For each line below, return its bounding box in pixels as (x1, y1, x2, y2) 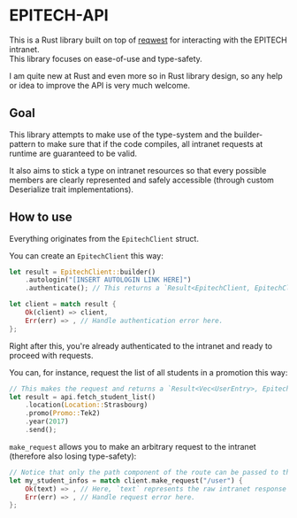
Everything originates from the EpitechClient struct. (9, 233, 199, 244)
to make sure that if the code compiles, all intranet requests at (37, 138, 263, 149)
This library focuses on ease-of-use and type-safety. (9, 53, 203, 64)
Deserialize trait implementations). (9, 183, 134, 195)
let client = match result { (9, 300, 117, 309)
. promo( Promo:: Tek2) (25, 409, 101, 418)
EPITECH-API (9, 5, 109, 26)
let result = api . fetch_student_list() (9, 392, 156, 401)
